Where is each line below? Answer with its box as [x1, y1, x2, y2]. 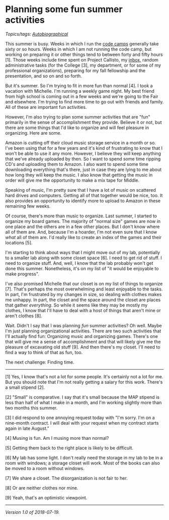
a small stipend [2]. [5, 384, 45, 390]
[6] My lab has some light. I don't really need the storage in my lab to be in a [5, 454, 163, 460]
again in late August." [5, 425, 49, 431]
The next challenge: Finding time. [5, 359, 74, 365]
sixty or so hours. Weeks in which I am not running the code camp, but [5, 46, 152, 52]
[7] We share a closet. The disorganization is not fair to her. [5, 475, 128, 481]
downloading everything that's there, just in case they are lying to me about [5, 166, 162, 172]
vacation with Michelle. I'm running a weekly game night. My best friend [5, 88, 155, 94]
